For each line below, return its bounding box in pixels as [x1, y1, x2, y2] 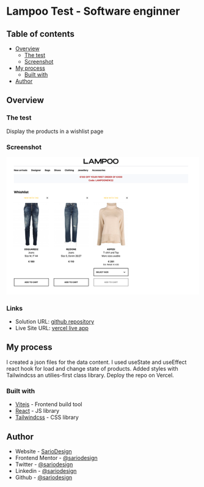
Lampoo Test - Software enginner [6, 4, 180, 18]
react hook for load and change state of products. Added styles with [6, 364, 178, 372]
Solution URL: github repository [15, 318, 95, 325]
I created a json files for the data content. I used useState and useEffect [6, 358, 187, 366]
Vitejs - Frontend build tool [15, 401, 82, 408]
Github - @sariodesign [15, 474, 72, 481]
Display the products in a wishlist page [6, 127, 104, 135]
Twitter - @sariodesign [15, 461, 73, 468]
